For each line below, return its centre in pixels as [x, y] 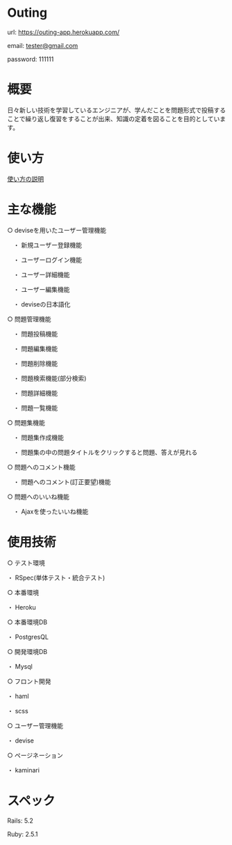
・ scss [18, 711]
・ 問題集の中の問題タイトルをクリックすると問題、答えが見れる [105, 452]
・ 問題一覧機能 [35, 408]
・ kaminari [24, 770]
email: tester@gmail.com [43, 45]
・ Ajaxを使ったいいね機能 [51, 511]
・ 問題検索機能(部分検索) [50, 378]
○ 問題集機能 [26, 422]
